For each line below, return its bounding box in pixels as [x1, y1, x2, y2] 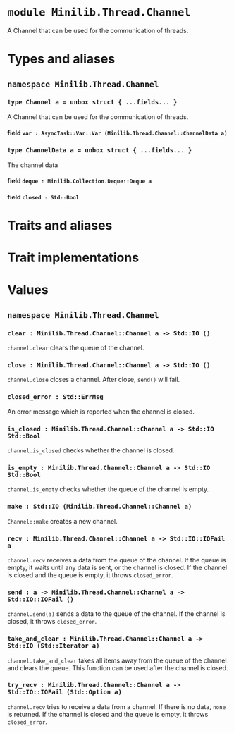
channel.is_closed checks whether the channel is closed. [7, 446, 175, 455]
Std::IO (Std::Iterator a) [7, 642, 100, 650]
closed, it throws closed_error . [7, 617, 97, 626]
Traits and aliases [7, 218, 113, 234]
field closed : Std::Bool [7, 192, 80, 201]
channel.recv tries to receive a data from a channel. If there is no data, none [7, 702, 226, 710]
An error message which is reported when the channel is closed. [7, 407, 195, 416]
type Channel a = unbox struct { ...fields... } [7, 98, 178, 106]
